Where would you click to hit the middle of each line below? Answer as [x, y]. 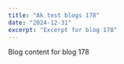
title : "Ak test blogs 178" [54, 15]
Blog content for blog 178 [49, 52]
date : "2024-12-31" [40, 23]
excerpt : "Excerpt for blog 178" [63, 30]
